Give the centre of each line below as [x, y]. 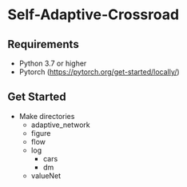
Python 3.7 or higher [53, 63]
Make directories [47, 116]
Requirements [43, 44]
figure [41, 133]
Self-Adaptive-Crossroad [93, 15]
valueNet [46, 175]
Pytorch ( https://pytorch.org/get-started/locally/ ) [99, 72]
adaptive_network [61, 125]
